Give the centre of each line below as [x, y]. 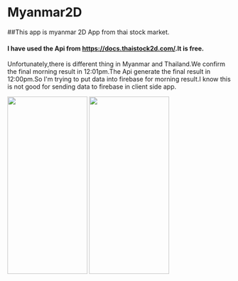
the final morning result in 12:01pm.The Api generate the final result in [109, 72]
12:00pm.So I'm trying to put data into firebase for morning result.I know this [119, 79]
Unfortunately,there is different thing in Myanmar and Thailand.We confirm [117, 64]
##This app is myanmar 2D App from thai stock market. [88, 32]
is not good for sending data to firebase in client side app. [92, 87]
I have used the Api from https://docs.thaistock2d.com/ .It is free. [106, 48]
